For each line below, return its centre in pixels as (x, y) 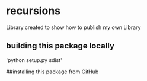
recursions (33, 11)
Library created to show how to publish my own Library (73, 27)
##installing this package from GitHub (52, 72)
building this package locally (60, 46)
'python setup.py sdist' (34, 60)
